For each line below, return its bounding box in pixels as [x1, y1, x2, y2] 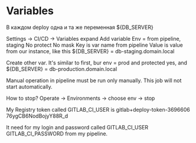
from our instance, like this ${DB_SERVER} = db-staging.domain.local [6, 47, 175, 54]
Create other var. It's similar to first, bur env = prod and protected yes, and [6, 59, 188, 66]
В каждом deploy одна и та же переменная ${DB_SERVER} [6, 24, 153, 31]
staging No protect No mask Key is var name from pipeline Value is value [6, 41, 183, 48]
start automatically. [6, 83, 53, 90]
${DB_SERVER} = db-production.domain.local [6, 65, 117, 72]
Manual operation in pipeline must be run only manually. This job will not [6, 77, 182, 84]
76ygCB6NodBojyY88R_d [6, 112, 68, 119]
